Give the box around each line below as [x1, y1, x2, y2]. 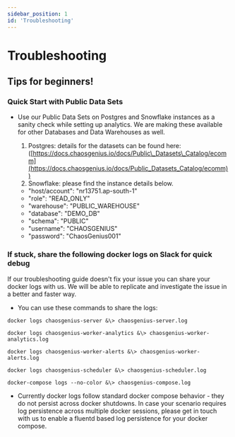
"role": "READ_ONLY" [28, 194, 90, 203]
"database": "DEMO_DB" [28, 210, 100, 218]
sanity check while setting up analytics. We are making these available [17, 120, 223, 129]
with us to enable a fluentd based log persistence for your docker [17, 414, 208, 422]
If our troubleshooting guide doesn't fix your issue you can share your [7, 274, 210, 283]
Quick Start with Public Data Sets [7, 97, 123, 106]
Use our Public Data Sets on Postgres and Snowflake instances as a [17, 113, 215, 121]
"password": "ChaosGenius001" [28, 232, 121, 241]
